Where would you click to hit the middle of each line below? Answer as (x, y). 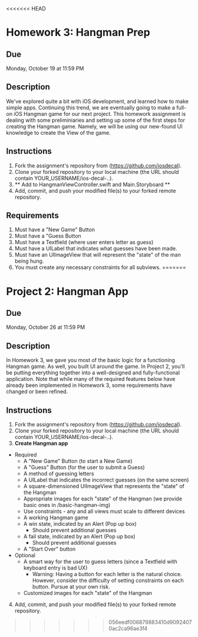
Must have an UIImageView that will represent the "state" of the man (98, 255)
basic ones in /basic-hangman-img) (67, 505)
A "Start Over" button (49, 549)
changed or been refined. (37, 392)
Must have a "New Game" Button (55, 229)
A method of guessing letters (59, 474)
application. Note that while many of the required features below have (91, 379)
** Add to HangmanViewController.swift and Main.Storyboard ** (92, 184)
